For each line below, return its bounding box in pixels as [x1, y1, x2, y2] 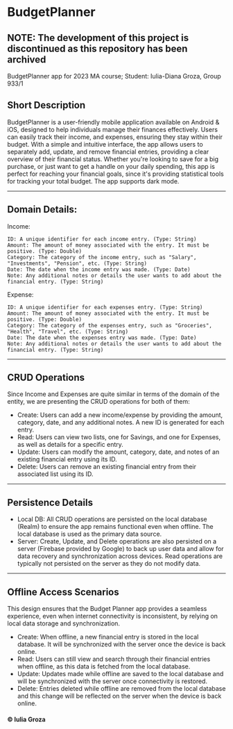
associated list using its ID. [17, 470, 94, 478]
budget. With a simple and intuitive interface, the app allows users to [7, 140, 203, 148]
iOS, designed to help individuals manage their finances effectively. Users [7, 125, 218, 133]
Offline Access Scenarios [7, 586, 119, 598]
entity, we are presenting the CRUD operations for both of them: [7, 398, 190, 406]
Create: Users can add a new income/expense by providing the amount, [17, 411, 223, 419]
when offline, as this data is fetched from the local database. [17, 662, 191, 671]
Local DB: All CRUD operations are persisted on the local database [17, 515, 207, 523]
